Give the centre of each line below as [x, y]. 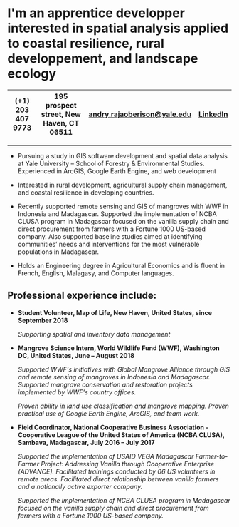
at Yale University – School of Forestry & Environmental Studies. [111, 163]
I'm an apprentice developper [96, 13]
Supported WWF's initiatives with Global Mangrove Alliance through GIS [124, 369]
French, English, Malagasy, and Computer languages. [96, 273]
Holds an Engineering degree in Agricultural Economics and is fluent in [121, 265]
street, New [61, 114]
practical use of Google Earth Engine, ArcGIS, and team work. [109, 413]
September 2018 [43, 320]
